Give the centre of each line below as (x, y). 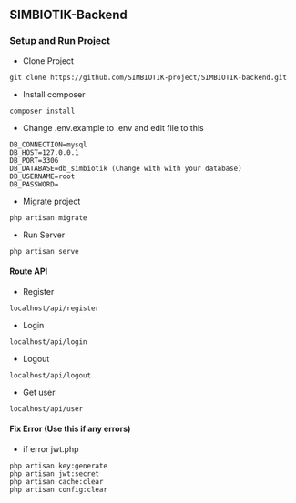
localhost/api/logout (51, 375)
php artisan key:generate (58, 466)
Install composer (54, 94)
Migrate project (51, 201)
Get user (39, 392)
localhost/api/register (55, 308)
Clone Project (48, 60)
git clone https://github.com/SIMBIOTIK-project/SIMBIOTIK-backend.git (148, 77)
